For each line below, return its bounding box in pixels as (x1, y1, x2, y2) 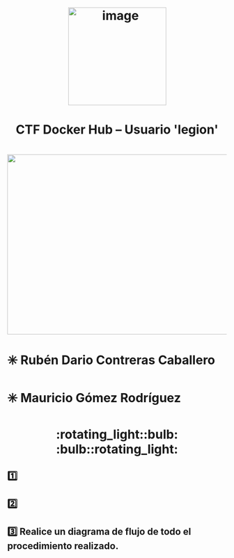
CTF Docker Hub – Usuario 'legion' (15, 122, 219, 138)
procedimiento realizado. (7, 540, 119, 552)
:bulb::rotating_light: (55, 442, 179, 457)
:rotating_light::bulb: (55, 427, 179, 443)
